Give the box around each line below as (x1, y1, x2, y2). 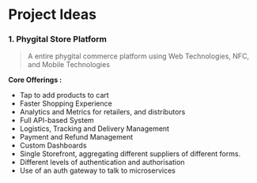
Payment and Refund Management (19, 133, 133, 142)
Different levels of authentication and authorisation (19, 158, 185, 167)
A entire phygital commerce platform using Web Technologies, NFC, (27, 51, 250, 61)
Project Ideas (8, 6, 97, 24)
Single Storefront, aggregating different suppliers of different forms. (19, 149, 241, 159)
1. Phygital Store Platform (8, 34, 107, 45)
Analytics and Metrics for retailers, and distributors (19, 107, 186, 117)
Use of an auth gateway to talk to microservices (19, 166, 176, 175)
